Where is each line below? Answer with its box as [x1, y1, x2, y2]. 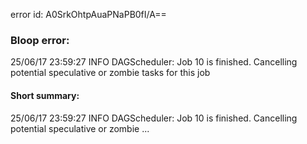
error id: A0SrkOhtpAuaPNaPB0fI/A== [10, 9, 167, 20]
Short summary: [10, 89, 80, 101]
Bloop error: [10, 33, 70, 47]
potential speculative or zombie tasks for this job [10, 67, 211, 79]
